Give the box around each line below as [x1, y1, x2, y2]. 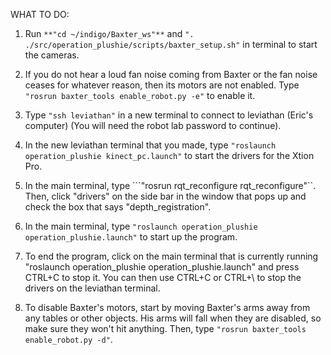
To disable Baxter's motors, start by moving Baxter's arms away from [24, 302, 311, 313]
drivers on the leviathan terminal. [24, 282, 161, 294]
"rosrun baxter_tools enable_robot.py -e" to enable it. [24, 90, 256, 101]
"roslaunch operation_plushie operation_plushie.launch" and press [24, 261, 300, 273]
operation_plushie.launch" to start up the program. [24, 231, 238, 243]
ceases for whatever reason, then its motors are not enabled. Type [24, 79, 300, 91]
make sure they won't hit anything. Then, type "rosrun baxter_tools [24, 323, 307, 334]
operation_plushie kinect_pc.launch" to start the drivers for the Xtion [24, 150, 315, 161]
